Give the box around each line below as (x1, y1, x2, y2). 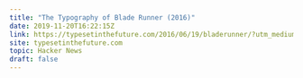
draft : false (9, 55, 59, 64)
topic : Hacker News (9, 47, 83, 56)
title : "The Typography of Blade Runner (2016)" (9, 13, 196, 22)
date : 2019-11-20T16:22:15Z (9, 22, 115, 30)
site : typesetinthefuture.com (9, 38, 124, 48)
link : (9, 30, 30, 39)
